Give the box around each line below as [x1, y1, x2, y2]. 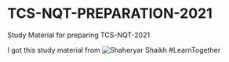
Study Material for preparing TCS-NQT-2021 [7, 30, 151, 40]
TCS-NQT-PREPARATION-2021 [7, 5, 213, 22]
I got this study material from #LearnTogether [7, 45, 221, 54]
